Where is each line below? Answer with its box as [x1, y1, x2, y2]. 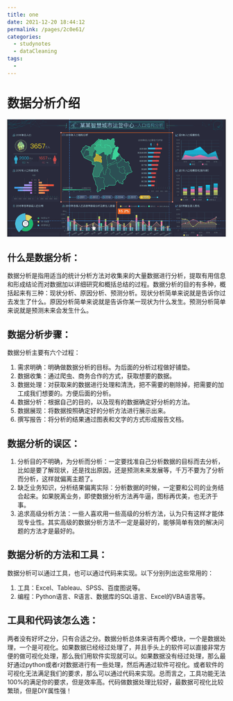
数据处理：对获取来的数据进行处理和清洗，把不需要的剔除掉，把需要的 [17, 381, 218, 389]
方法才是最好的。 [29, 527, 78, 535]
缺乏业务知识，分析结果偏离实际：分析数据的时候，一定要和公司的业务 [17, 484, 218, 491]
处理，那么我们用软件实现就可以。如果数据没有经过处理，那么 [43, 652, 220, 660]
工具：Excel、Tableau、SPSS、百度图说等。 [17, 584, 144, 592]
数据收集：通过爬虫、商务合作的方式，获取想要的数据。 [17, 372, 175, 380]
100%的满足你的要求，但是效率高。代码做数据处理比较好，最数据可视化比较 [7, 677, 224, 686]
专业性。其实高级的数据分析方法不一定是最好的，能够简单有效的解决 [23, 518, 218, 526]
